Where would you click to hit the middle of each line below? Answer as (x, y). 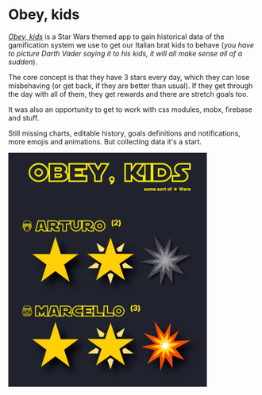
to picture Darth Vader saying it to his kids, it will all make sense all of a (125, 53)
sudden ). (23, 62)
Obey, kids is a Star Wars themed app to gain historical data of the (116, 36)
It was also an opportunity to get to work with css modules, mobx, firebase (130, 109)
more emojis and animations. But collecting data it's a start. (105, 141)
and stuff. (24, 117)
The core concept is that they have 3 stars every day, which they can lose (129, 77)
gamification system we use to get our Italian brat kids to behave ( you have (131, 44)
